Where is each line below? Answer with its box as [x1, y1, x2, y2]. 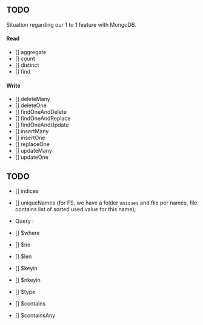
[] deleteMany [15, 96, 50, 103]
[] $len [15, 253, 32, 260]
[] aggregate [15, 49, 47, 56]
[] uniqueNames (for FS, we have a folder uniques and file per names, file [15, 199, 198, 206]
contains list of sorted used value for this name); [15, 206, 136, 213]
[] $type [15, 288, 36, 296]
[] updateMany [15, 147, 53, 155]
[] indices [15, 187, 39, 195]
